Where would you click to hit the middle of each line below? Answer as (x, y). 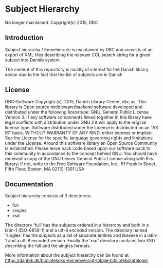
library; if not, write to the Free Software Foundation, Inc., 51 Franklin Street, (81, 164)
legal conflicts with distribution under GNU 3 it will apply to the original (76, 122)
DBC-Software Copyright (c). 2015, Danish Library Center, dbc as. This (76, 101)
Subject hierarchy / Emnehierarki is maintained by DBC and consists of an (79, 49)
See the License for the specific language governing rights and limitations (79, 138)
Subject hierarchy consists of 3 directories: (48, 196)
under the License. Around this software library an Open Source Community (81, 143)
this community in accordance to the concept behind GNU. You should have (81, 153)
